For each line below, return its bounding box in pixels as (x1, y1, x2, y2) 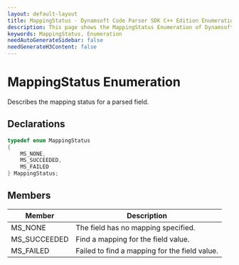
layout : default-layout (7, 10, 78, 18)
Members (7, 190, 51, 202)
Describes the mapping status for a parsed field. (7, 97, 149, 106)
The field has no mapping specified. (75, 222, 196, 232)
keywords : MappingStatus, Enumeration (7, 30, 122, 38)
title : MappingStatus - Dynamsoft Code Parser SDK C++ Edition (7, 17, 199, 24)
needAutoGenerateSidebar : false (7, 37, 103, 44)
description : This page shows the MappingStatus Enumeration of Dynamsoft (7, 23, 234, 31)
